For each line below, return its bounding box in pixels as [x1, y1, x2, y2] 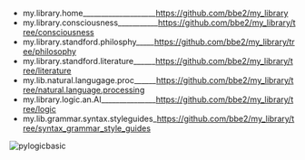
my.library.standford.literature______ [22, 56, 156, 66]
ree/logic [22, 104, 56, 114]
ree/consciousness [22, 27, 94, 37]
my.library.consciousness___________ [22, 17, 159, 28]
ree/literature [22, 65, 72, 76]
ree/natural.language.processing [22, 85, 145, 95]
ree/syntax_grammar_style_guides [22, 123, 152, 134]
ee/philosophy [22, 46, 77, 57]
